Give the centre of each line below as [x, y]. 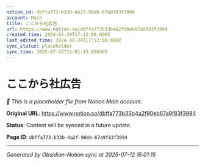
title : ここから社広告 [32, 23]
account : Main [24, 18]
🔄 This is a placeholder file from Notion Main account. [74, 101]
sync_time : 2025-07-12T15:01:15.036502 [57, 52]
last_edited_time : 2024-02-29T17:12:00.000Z [64, 40]
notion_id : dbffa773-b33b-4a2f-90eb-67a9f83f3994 [71, 12]
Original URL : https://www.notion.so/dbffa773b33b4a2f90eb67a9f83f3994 [101, 113]
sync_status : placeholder [39, 47]
